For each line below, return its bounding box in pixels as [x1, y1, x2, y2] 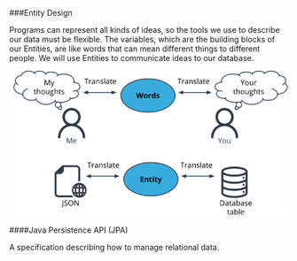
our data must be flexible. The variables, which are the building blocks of [9, 35, 276, 44]
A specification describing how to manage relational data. [9, 242, 220, 252]
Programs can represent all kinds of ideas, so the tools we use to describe [9, 25, 281, 35]
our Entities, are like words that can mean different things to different [9, 43, 261, 54]
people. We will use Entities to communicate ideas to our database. [9, 53, 254, 63]
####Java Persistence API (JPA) [9, 225, 129, 235]
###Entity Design [9, 8, 73, 18]
